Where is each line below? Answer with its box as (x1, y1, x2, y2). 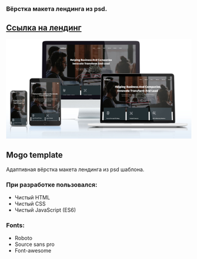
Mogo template (6, 150, 63, 160)
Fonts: (6, 221, 25, 229)
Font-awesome (14, 247, 52, 254)
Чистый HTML (14, 194, 51, 201)
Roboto (14, 235, 32, 242)
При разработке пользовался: (6, 181, 98, 189)
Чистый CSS (14, 200, 46, 208)
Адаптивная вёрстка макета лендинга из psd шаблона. (6, 166, 145, 173)
